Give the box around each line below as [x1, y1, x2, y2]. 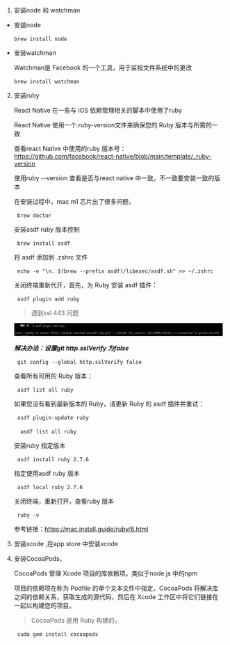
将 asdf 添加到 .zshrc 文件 [13, 253, 88, 261]
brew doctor [17, 212, 52, 219]
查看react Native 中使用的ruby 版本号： [13, 145, 126, 152]
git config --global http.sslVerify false [17, 359, 142, 366]
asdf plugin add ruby [17, 296, 80, 303]
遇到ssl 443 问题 [31, 309, 79, 317]
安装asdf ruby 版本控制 [13, 225, 80, 233]
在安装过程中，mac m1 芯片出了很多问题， [13, 198, 135, 205]
